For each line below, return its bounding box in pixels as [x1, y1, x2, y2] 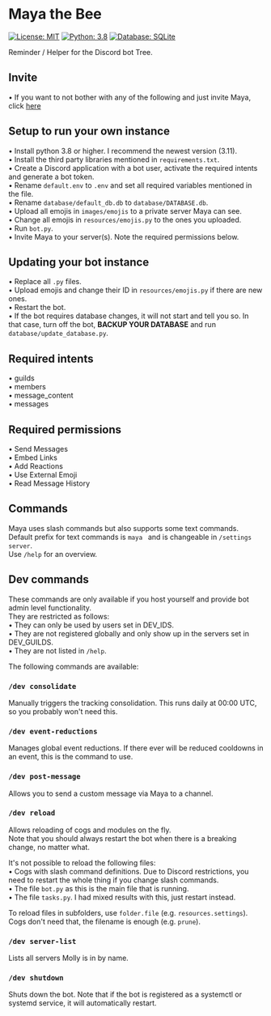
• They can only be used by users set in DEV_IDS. [8, 620, 174, 630]
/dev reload [8, 809, 56, 818]
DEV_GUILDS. [8, 637, 54, 647]
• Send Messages [8, 444, 69, 453]
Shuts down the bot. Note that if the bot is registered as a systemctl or [8, 989, 243, 1000]
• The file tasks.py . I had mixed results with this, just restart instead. [8, 892, 236, 902]
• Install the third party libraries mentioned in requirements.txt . [8, 155, 220, 164]
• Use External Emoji [8, 470, 78, 479]
